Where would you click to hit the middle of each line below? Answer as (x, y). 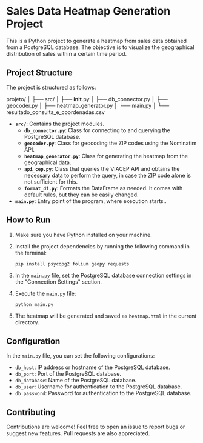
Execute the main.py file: (45, 293)
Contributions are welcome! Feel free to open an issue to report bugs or (96, 427)
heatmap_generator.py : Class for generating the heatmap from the (106, 156)
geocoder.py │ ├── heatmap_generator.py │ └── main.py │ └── (88, 105)
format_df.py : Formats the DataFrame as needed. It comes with (103, 188)
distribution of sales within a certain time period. (67, 53)
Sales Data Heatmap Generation (88, 11)
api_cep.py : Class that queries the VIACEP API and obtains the (102, 168)
